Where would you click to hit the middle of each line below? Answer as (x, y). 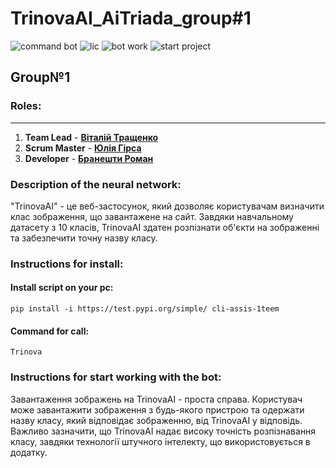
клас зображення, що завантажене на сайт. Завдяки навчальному (152, 216)
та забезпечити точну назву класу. (84, 238)
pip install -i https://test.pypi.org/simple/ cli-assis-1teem (145, 309)
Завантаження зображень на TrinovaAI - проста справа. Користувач (156, 399)
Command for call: (50, 331)
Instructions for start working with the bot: (116, 377)
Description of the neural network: (96, 184)
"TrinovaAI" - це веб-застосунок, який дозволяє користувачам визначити (167, 206)
